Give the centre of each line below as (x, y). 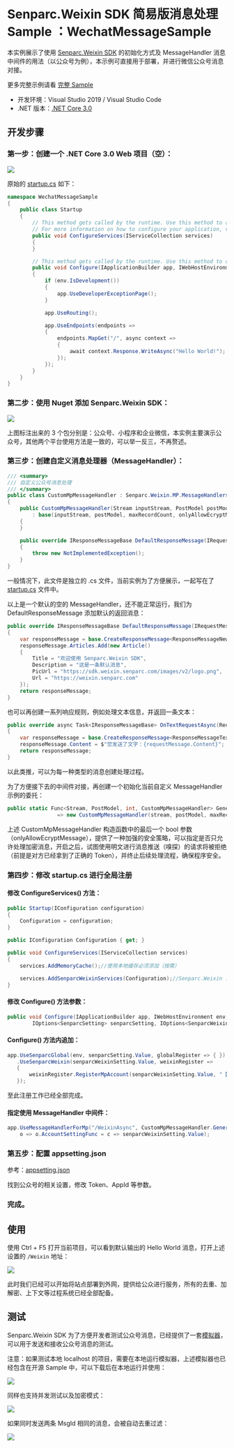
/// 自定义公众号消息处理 (39, 482)
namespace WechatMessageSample (53, 197)
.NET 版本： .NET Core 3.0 (55, 108)
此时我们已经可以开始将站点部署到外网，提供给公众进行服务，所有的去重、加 (117, 1284)
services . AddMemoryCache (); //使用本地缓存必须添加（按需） (100, 966)
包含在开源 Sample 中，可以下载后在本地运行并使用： (90, 1367)
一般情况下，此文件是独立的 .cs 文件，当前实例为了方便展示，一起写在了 (111, 581)
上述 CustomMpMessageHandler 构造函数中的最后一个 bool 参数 (100, 829)
